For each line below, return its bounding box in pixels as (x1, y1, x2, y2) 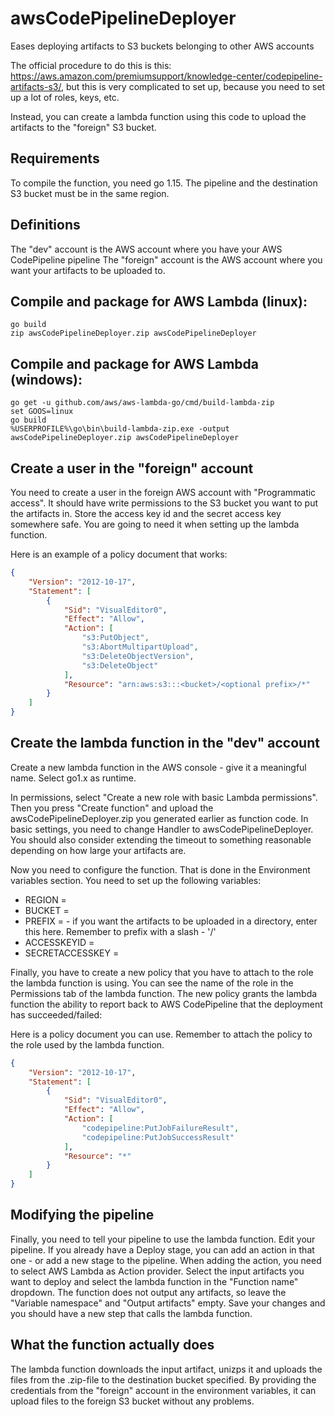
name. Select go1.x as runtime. (10, 772, 137, 784)
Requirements (10, 150, 100, 167)
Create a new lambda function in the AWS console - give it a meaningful (10, 761, 307, 773)
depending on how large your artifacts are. (10, 844, 187, 856)
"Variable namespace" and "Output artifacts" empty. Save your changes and (10, 1297, 326, 1309)
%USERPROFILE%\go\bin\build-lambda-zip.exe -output (10, 424, 230, 434)
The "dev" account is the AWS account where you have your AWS (10, 243, 283, 255)
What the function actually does (10, 1337, 215, 1354)
